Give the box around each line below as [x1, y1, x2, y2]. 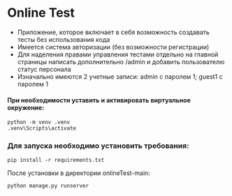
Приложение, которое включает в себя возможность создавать [17, 28, 210, 36]
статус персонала [17, 65, 71, 73]
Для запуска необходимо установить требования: [7, 141, 189, 151]
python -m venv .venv [7, 119, 71, 126]
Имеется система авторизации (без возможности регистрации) [17, 43, 210, 51]
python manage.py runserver [7, 183, 89, 190]
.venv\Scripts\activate [7, 125, 77, 132]
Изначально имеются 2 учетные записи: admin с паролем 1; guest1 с [17, 72, 223, 81]
